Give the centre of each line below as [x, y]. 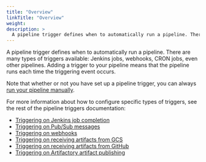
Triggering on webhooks [46, 133]
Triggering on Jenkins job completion [63, 120]
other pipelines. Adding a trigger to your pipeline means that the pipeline [98, 65]
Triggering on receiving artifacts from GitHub [72, 146]
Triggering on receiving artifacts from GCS [69, 140]
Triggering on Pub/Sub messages [58, 127]
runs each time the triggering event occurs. [61, 72]
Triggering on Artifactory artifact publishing [70, 153]
